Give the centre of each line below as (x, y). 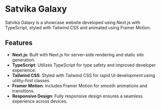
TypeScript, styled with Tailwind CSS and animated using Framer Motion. (78, 27)
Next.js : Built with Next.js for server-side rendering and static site (78, 54)
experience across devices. (40, 101)
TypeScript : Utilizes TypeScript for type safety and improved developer (84, 65)
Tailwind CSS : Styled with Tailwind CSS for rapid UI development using (83, 75)
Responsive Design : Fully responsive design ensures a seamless (77, 96)
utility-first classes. (31, 80)
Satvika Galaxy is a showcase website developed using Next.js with (73, 22)
